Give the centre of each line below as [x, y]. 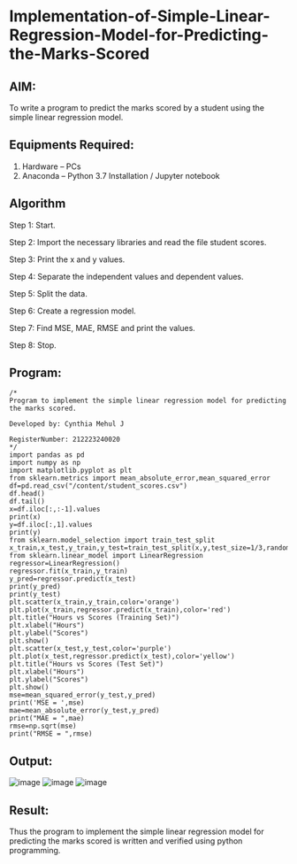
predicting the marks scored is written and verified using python [126, 841]
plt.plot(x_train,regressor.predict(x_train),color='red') [120, 610]
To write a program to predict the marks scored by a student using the [137, 108]
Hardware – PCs [51, 166]
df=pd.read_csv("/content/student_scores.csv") [99, 486]
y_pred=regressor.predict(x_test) [73, 579]
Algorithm [38, 204]
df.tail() [27, 502]
